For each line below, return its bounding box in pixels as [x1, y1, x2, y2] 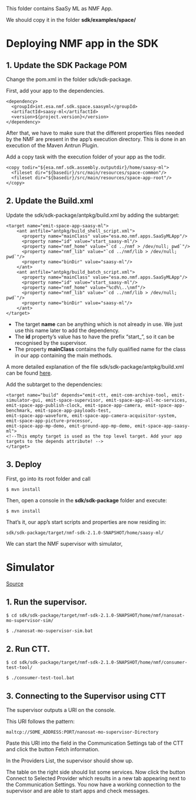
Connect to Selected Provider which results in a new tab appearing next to [6, 775, 186, 782]
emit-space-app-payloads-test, [35, 408, 111, 414]
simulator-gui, [6, 397, 43, 403]
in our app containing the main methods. [14, 352, 113, 359]
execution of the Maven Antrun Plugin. [6, 142, 99, 149]
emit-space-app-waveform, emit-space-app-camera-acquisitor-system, [6, 412, 177, 419]
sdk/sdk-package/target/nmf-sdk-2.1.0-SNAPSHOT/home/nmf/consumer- [19, 660, 188, 665]
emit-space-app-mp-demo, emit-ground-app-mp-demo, [6, 423, 133, 429]
